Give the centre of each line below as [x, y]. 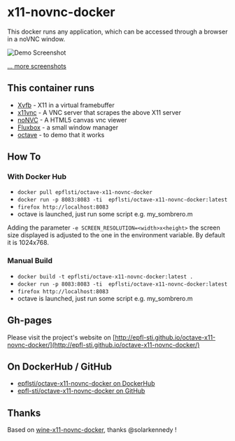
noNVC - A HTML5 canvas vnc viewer [72, 120]
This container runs [51, 88]
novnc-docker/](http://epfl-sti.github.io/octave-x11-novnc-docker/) [104, 344]
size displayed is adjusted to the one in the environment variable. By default [116, 235]
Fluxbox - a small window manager [68, 127]
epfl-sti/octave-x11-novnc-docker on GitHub [81, 391]
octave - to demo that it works [61, 134]
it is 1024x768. [28, 243]
